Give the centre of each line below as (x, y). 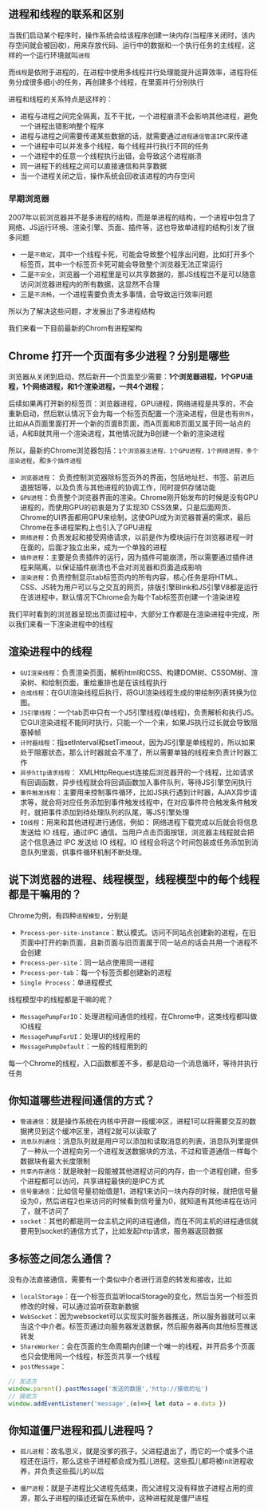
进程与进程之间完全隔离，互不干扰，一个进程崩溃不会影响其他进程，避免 (138, 116)
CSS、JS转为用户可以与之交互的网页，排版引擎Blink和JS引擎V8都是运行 (139, 587)
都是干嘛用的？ (45, 895)
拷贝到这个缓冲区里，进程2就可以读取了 (92, 1132)
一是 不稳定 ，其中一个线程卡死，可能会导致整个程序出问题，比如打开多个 (137, 255)
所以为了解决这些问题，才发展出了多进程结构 (82, 311)
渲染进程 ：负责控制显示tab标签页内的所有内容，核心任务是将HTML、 (131, 577)
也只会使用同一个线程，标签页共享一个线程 (90, 1357)
